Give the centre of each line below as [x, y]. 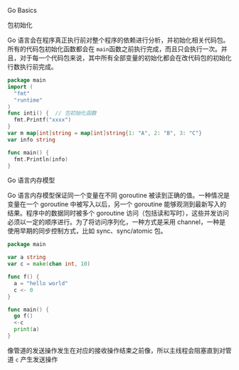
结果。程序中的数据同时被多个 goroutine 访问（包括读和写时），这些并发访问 [118, 213]
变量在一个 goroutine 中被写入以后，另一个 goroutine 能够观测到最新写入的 [117, 204]
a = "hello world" [41, 283]
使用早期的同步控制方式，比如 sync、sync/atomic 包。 [87, 231]
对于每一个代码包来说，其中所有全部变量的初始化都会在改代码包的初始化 [126, 58]
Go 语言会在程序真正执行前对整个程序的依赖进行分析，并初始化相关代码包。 [118, 40]
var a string [27, 258]
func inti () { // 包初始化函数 [52, 113]
